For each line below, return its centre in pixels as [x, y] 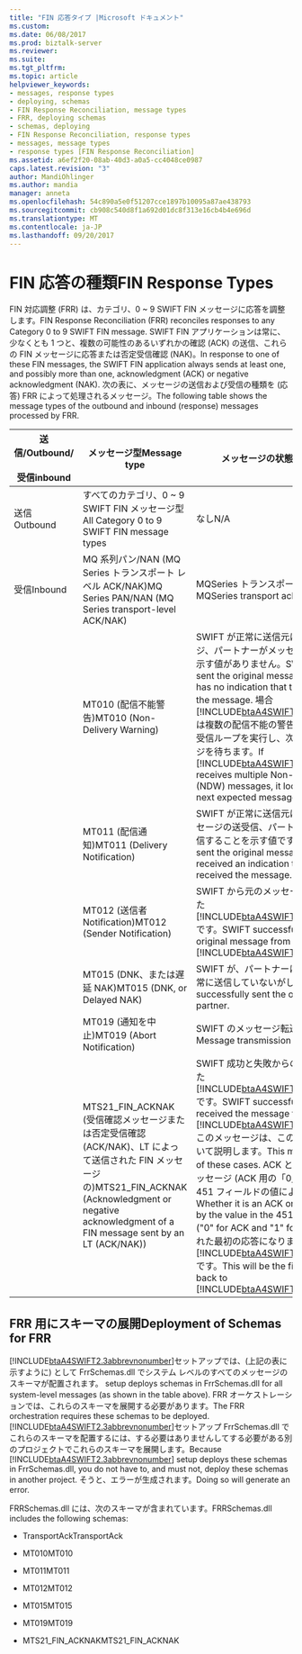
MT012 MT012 [48, 1588]
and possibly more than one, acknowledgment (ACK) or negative [129, 374]
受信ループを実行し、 [241, 738]
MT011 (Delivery [131, 845]
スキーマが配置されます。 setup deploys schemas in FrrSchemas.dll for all [146, 1384]
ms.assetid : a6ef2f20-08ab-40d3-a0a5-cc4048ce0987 [106, 160]
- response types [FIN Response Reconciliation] [102, 151]
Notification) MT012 [124, 922]
